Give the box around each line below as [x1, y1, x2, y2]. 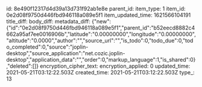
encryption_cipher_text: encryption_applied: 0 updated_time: [40, 62, 191, 70]
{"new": [91, 18, 112, 25]
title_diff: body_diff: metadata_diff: [6, 18, 90, 25]
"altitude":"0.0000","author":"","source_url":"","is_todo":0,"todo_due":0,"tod [6, 37, 194, 44]
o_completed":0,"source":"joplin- [6, 43, 89, 50]
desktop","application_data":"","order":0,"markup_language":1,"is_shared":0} [6, 56, 196, 63]
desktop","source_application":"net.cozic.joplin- [6, 50, 125, 56]
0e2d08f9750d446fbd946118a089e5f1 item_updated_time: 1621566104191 [6, 11, 191, 19]
